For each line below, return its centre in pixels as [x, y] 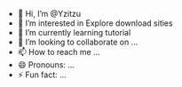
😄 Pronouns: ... [46, 65]
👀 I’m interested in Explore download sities [95, 23]
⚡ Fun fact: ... [42, 75]
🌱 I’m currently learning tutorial [74, 32]
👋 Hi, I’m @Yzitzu [49, 14]
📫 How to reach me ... [59, 52]
